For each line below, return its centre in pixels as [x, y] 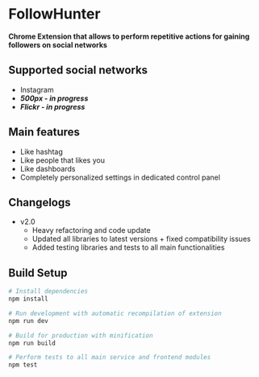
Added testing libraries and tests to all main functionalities [128, 247]
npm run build [32, 343]
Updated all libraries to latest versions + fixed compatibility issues [142, 239]
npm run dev [28, 321]
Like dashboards [48, 168]
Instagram [37, 89]
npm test [23, 365]
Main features [44, 133]
